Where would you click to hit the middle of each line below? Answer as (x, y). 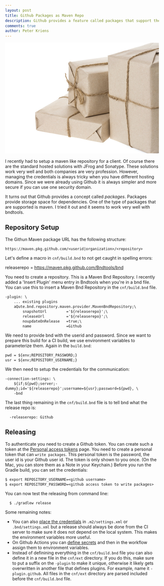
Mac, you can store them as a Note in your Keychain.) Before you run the (78, 465)
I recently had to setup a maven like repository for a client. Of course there (80, 161)
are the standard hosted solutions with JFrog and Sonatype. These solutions (82, 166)
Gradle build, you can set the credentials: (46, 470)
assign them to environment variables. (51, 547)
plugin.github (26, 574)
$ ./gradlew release (30, 503)
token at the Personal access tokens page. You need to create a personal (79, 449)
